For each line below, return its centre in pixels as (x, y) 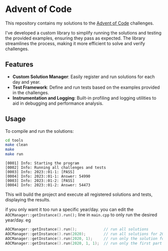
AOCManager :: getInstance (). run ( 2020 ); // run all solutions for (81, 234)
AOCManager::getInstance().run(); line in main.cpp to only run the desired (81, 215)
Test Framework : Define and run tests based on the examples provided (86, 87)
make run (14, 154)
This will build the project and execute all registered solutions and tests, (79, 194)
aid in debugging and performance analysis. (58, 103)
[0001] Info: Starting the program (42, 163)
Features (19, 64)
